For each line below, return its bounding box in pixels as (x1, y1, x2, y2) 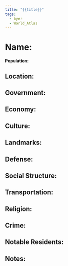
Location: (5, 72, 34, 81)
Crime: (5, 222, 26, 230)
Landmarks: (5, 139, 42, 147)
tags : (5, 12, 16, 17)
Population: (5, 58, 29, 64)
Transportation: (5, 188, 54, 197)
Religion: (5, 205, 32, 213)
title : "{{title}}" (5, 7, 44, 12)
